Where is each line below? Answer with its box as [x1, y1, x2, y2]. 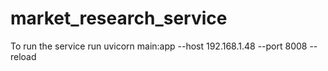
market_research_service [10, 7, 228, 30]
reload [10, 50, 37, 62]
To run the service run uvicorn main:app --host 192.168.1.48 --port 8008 [10, 40, 308, 52]
